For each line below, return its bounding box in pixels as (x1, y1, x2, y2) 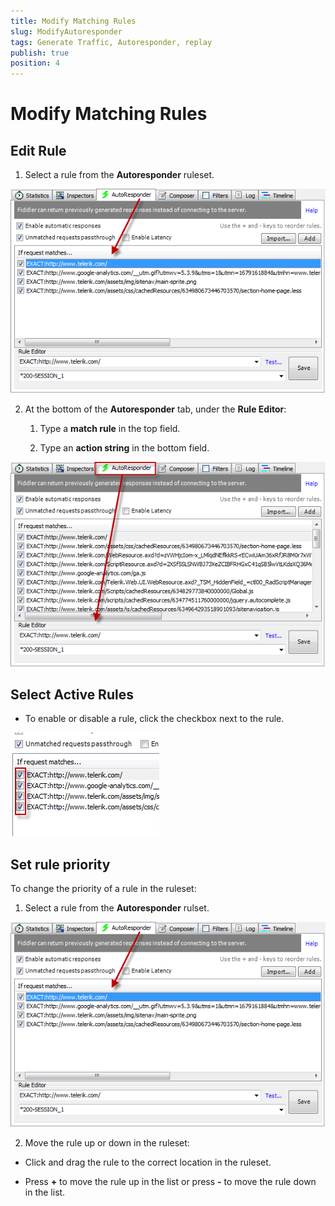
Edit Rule (10, 142, 67, 159)
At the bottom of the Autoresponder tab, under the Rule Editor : (24, 403, 287, 415)
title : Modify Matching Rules (10, 16, 137, 26)
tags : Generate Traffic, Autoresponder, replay (10, 37, 213, 47)
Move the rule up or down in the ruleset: (24, 1136, 190, 1149)
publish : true (10, 48, 70, 58)
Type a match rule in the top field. (39, 423, 181, 435)
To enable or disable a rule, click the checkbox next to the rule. (24, 713, 285, 725)
